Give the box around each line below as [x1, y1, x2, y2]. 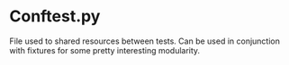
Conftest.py [9, 6, 101, 27]
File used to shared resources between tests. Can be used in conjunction [9, 36, 281, 46]
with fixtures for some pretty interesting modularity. [9, 45, 201, 55]
